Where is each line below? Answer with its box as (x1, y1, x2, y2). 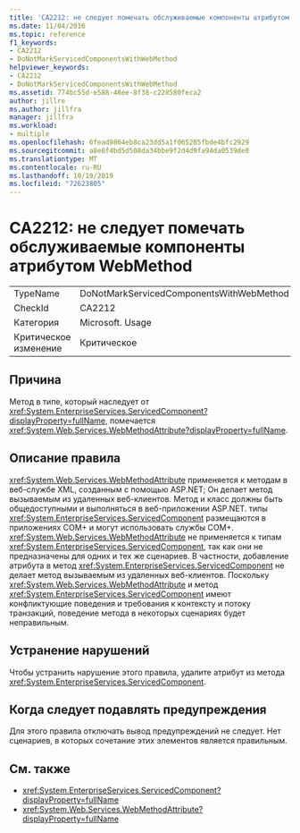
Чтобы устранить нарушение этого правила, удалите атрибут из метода (9, 667, 286, 677)
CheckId (13, 302, 49, 314)
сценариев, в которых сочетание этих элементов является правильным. (9, 735, 287, 746)
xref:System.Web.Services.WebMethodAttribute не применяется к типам (9, 531, 282, 542)
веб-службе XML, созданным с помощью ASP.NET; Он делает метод (9, 484, 273, 495)
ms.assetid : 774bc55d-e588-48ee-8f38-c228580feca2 (9, 88, 202, 97)
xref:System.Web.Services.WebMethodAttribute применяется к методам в (9, 474, 288, 485)
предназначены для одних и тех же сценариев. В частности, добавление (9, 550, 289, 561)
